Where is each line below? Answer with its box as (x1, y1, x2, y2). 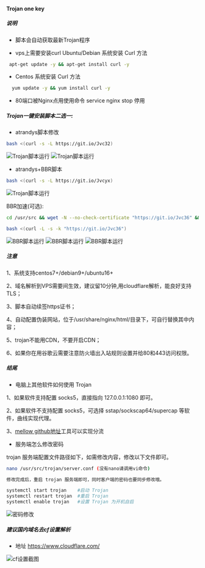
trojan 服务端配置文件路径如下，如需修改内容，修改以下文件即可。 (6, 453, 172, 461)
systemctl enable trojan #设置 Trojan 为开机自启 (6, 499, 134, 505)
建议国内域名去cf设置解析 (6, 525, 71, 533)
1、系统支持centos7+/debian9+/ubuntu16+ (6, 269, 114, 276)
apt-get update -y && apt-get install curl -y (9, 61, 130, 67)
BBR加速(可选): (6, 203, 44, 210)
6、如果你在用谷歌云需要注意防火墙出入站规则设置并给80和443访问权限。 (6, 349, 192, 356)
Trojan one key (6, 5, 45, 12)
